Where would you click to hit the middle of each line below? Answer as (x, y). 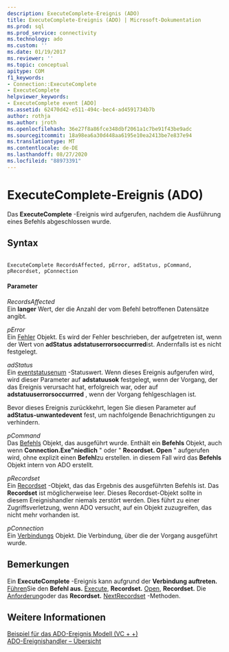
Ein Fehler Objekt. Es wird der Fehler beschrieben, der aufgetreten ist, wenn (115, 337)
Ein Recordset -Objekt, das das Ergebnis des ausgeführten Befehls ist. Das (113, 485)
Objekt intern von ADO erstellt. (51, 465)
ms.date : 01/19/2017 (37, 52)
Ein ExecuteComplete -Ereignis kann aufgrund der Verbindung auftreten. (112, 581)
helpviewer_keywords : (38, 97)
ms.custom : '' (28, 45)
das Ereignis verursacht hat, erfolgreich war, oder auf (83, 387)
